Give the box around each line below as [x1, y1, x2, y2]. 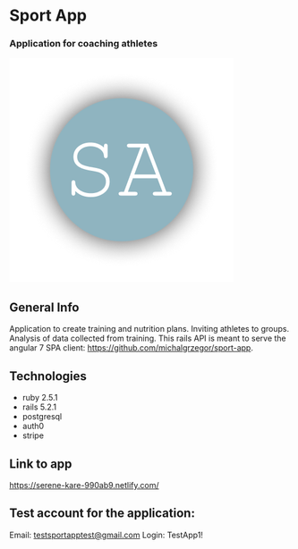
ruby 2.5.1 [21, 393, 58, 403]
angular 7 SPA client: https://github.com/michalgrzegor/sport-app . [9, 342, 253, 353]
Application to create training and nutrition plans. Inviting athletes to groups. [9, 324, 289, 334]
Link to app [9, 456, 72, 471]
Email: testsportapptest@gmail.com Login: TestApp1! [9, 529, 204, 540]
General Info [9, 300, 80, 315]
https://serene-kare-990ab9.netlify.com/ [9, 479, 159, 490]
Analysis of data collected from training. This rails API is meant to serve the [9, 333, 286, 344]
